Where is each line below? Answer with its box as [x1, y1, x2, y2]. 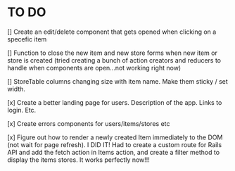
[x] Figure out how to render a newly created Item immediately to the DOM [7, 133, 223, 141]
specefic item [7, 34, 47, 43]
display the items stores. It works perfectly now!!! [7, 156, 150, 164]
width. [7, 84, 26, 93]
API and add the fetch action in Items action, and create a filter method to [7, 148, 220, 156]
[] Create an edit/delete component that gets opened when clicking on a [7, 27, 217, 36]
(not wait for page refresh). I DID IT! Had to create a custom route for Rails [7, 140, 222, 148]
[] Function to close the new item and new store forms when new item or [7, 49, 218, 57]
